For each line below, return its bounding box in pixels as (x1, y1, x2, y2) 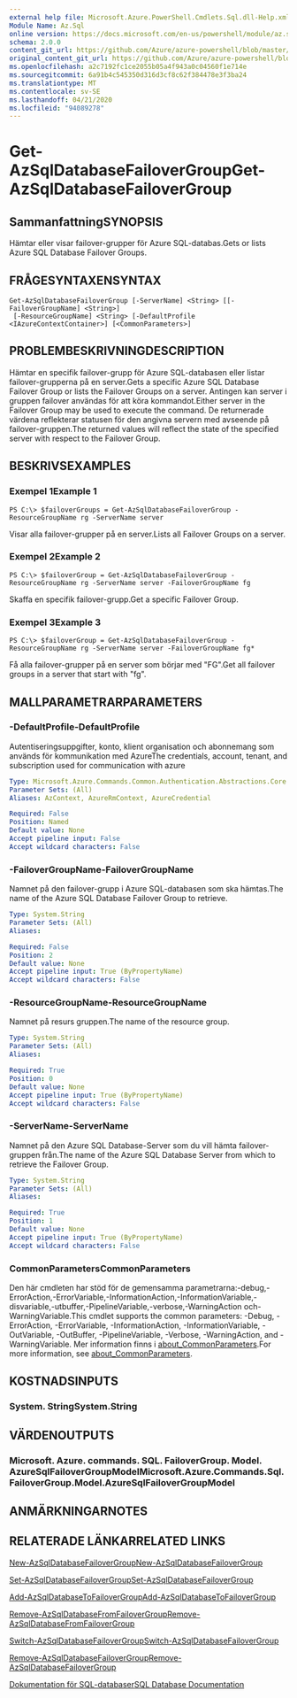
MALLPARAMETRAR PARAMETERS (9, 694, 203, 709)
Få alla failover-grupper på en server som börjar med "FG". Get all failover (9, 660, 276, 670)
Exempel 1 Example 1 (9, 485, 97, 498)
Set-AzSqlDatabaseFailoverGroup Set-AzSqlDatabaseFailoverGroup (9, 1574, 254, 1585)
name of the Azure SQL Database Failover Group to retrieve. (9, 893, 228, 904)
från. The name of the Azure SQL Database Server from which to (42, 1149, 276, 1160)
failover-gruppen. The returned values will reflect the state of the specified (9, 423, 279, 434)
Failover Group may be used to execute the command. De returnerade (9, 405, 264, 415)
